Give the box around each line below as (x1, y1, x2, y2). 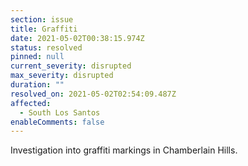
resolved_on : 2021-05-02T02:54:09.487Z (10, 89, 177, 99)
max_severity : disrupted (10, 71, 114, 81)
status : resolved (10, 42, 83, 53)
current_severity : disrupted (10, 61, 132, 71)
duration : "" (10, 80, 65, 90)
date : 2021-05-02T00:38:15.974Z (10, 33, 145, 43)
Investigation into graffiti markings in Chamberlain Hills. (10, 144, 238, 156)
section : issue (10, 14, 74, 25)
